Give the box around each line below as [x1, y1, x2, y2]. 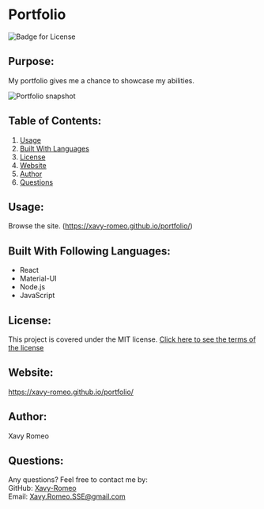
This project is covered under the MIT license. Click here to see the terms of [8, 335, 256, 344]
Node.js [19, 282, 46, 292]
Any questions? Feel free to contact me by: [8, 475, 148, 484]
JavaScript [19, 291, 55, 300]
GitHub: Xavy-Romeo [8, 484, 77, 493]
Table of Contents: [8, 114, 102, 128]
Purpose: [8, 55, 55, 68]
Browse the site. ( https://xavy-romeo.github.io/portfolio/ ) [8, 221, 194, 231]
